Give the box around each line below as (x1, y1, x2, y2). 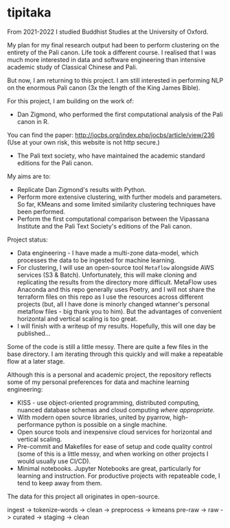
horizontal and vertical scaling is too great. (16, 315, 138, 323)
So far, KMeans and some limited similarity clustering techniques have (16, 200, 216, 208)
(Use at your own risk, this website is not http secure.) (7, 138, 160, 146)
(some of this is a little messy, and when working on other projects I (16, 450, 209, 458)
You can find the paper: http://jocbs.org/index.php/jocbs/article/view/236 (7, 131, 215, 139)
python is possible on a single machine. (56, 420, 168, 428)
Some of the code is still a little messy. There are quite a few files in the (7, 342, 209, 350)
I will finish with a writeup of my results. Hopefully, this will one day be (16, 321, 216, 330)
